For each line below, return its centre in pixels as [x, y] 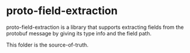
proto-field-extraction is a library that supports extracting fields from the [95, 27]
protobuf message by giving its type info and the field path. [79, 33]
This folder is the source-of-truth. [47, 45]
